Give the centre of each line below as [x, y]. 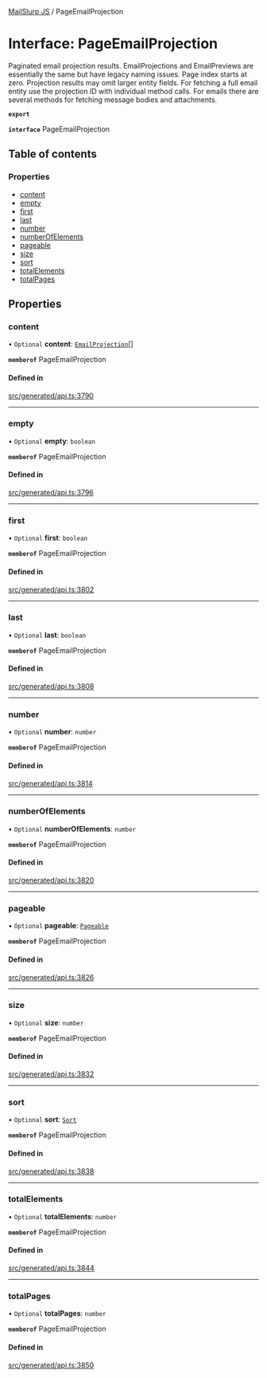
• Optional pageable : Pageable [58, 926]
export [19, 114]
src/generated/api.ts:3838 [51, 1171]
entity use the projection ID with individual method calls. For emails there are [133, 91]
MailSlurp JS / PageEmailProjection [66, 12]
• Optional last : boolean [47, 635]
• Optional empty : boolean [52, 441]
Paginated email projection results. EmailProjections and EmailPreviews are [131, 65]
